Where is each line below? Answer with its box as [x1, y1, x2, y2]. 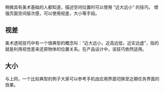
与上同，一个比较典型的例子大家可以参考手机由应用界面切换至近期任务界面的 [5, 75, 160, 82]
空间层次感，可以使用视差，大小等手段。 [18, 10, 99, 16]
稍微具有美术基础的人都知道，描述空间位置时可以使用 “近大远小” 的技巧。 [5, 4, 153, 10]
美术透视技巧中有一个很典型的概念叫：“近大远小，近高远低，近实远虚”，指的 [5, 40, 159, 46]
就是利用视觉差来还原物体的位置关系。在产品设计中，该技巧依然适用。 [5, 46, 147, 52]
